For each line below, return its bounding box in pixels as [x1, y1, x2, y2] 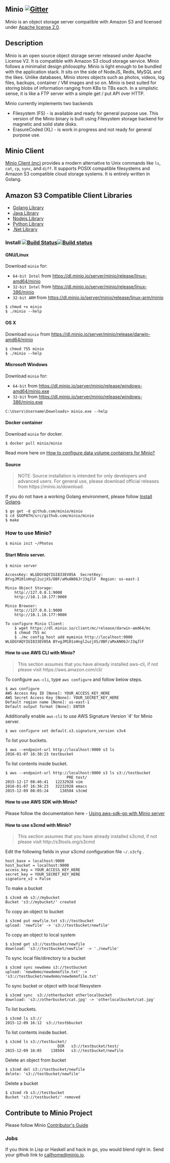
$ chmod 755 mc [14, 630, 47, 635]
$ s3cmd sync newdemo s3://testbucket [5, 965, 87, 970]
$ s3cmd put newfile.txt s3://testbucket [5, 919, 94, 924]
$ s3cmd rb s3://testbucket [5, 1090, 65, 1096]
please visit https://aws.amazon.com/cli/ [17, 666, 103, 672]
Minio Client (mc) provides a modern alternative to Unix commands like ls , [5, 160, 161, 166]
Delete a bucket [5, 1080, 39, 1086]
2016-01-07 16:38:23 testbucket [5, 751, 74, 756]
